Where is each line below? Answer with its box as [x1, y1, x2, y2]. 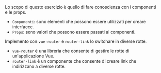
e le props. [5, 9, 27, 15]
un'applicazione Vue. [12, 53, 55, 59]
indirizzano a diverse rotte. [12, 63, 66, 69]
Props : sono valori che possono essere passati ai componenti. [12, 29, 136, 35]
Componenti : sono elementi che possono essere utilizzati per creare [12, 19, 146, 24]
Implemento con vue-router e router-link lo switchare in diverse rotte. [5, 38, 147, 44]
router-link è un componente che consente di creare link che [12, 58, 137, 64]
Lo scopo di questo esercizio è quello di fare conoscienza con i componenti [5, 4, 156, 10]
